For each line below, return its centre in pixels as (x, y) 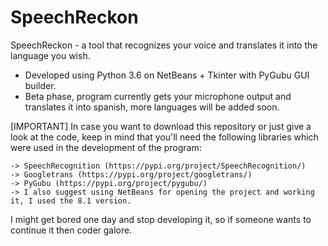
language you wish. (50, 55)
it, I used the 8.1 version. (71, 201)
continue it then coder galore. (71, 230)
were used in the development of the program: (106, 147)
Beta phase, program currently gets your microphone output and (158, 96)
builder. (40, 85)
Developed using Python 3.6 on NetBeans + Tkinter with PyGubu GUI (167, 75)
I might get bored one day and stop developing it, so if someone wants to (161, 219)
